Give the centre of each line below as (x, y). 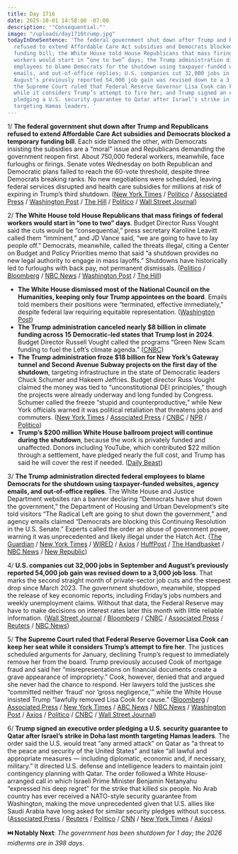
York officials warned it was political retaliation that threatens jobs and (120, 410)
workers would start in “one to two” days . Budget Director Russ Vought (113, 223)
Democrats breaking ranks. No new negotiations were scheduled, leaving (114, 179)
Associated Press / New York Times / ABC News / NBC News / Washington (117, 707)
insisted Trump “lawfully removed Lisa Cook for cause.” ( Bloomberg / (108, 700)
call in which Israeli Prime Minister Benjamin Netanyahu (117, 781)
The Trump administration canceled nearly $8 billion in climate (112, 327)
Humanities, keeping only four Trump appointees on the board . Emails (122, 297)
